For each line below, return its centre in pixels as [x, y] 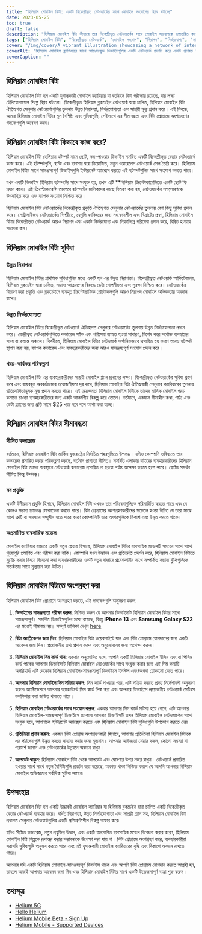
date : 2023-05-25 [28, 17]
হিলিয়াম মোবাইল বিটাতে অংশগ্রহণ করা [53, 586]
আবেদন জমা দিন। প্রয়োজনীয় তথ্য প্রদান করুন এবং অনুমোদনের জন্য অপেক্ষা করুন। [85, 645]
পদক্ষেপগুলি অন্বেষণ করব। [29, 123]
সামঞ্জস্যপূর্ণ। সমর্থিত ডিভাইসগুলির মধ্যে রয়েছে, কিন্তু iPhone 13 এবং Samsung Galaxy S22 [104, 619]
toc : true [19, 23]
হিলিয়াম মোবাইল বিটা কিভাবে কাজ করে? [57, 142]
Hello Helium [31, 912]
